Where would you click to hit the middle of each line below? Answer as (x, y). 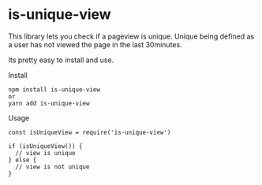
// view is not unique (52, 167)
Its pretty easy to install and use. (61, 60)
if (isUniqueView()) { (45, 146)
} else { (22, 160)
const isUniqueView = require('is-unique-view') (90, 132)
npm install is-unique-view (54, 89)
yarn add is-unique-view (49, 103)
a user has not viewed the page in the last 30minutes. (95, 44)
